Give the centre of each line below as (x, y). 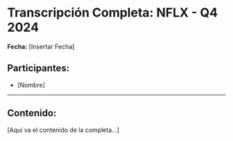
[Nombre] (31, 85)
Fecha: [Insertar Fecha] (41, 46)
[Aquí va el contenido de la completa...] (63, 130)
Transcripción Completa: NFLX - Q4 (113, 13)
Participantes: (38, 68)
